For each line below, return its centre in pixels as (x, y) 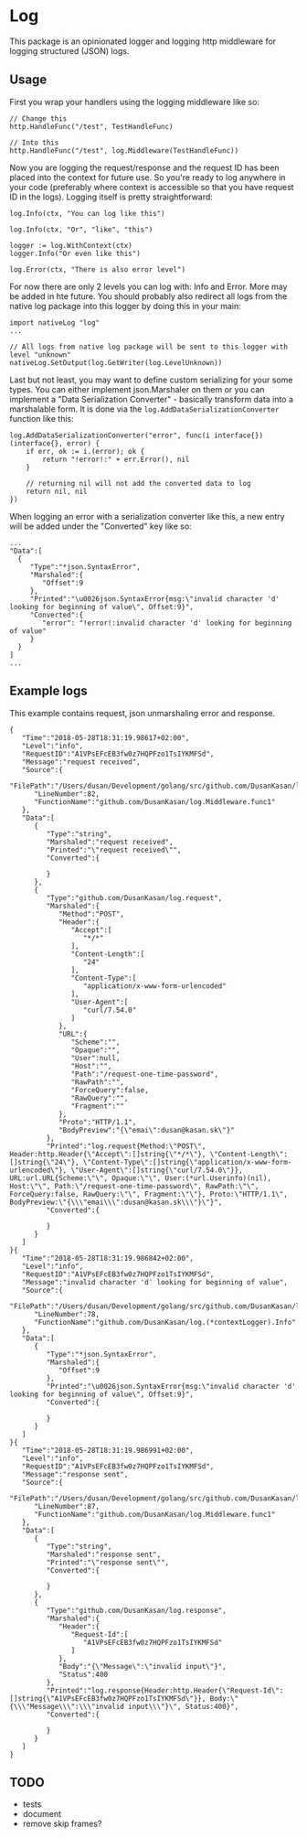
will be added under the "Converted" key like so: (101, 526)
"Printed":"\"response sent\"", (108, 1562)
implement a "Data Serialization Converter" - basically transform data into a (152, 399)
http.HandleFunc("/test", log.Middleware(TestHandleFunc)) (124, 150)
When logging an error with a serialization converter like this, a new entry (147, 516)
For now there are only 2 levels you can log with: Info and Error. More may (148, 286)
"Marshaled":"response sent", (104, 1554)
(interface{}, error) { (55, 443)
